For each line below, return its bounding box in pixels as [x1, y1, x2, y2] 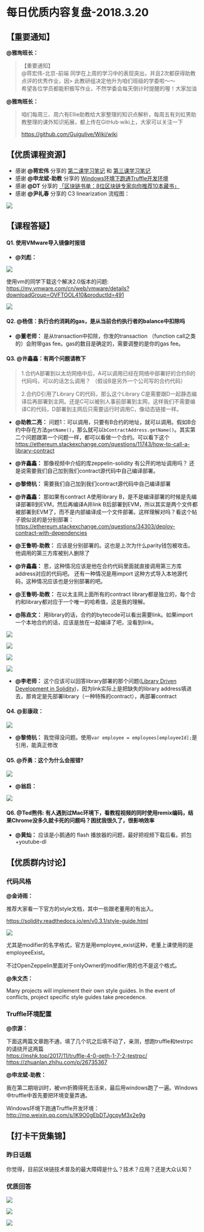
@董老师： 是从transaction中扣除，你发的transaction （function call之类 [15, 332, 196, 339]
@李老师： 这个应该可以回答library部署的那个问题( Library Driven [15, 677, 177, 684]
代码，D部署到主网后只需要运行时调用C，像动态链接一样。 [36, 405, 182, 412]
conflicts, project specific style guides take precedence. [6, 994, 147, 1001]
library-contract [15, 447, 55, 454]
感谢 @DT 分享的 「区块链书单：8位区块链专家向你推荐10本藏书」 [15, 182, 180, 189]
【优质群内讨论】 [6, 857, 70, 868]
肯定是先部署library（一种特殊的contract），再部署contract [31, 692, 177, 699]
